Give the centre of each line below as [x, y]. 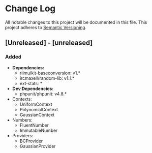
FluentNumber [34, 125]
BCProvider [31, 141]
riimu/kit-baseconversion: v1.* [50, 73]
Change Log [30, 9]
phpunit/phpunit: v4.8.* [43, 93]
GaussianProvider [37, 146]
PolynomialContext [39, 109]
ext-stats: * [31, 83]
